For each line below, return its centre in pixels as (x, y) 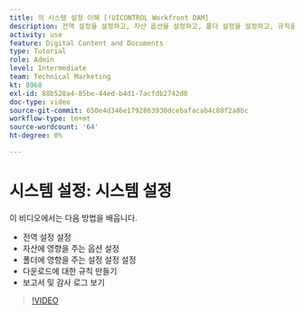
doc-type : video (40, 102)
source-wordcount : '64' (54, 128)
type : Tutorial (38, 52)
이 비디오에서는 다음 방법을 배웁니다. (73, 217)
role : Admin (32, 60)
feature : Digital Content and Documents (87, 43)
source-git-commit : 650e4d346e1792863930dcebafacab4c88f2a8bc (129, 110)
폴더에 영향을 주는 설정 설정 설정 (79, 260)
